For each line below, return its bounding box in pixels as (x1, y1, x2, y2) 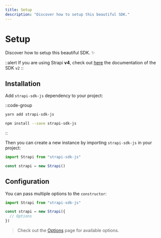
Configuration (5, 177, 50, 186)
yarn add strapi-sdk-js (5, 112, 55, 117)
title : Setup (5, 7, 32, 12)
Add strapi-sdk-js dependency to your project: (5, 93, 103, 99)
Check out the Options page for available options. (17, 228, 119, 234)
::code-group (5, 103, 32, 109)
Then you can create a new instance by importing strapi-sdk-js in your (5, 140, 153, 145)
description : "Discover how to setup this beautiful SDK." (5, 12, 130, 17)
